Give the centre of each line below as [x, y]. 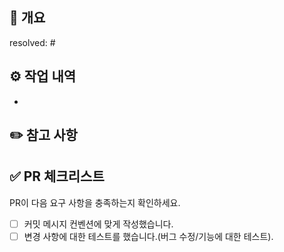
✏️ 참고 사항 [43, 135]
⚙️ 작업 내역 [43, 76]
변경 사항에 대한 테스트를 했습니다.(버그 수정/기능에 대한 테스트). [148, 236]
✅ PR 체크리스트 [57, 176]
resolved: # [32, 42]
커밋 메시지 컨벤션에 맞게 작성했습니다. [98, 224]
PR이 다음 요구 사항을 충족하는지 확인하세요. [95, 202]
